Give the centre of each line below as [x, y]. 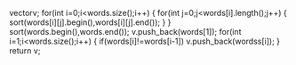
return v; [25, 51]
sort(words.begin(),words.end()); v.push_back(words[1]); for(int [125, 32]
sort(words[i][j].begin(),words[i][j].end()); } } [90, 22]
